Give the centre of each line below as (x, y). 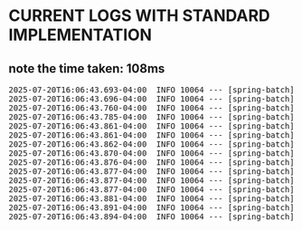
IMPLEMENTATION (80, 35)
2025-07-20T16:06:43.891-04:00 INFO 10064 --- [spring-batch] (151, 208)
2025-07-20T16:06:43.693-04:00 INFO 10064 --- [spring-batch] (151, 90)
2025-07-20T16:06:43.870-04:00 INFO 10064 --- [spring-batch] (151, 154)
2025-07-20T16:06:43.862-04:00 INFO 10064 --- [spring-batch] (151, 144)
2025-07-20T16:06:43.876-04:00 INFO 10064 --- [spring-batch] (151, 163)
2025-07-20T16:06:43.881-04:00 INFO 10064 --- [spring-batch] (151, 199)
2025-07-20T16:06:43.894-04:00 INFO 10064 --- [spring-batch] (151, 217)
